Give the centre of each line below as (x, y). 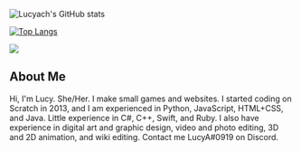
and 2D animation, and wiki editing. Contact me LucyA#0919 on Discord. (144, 137)
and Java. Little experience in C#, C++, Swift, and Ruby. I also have (134, 118)
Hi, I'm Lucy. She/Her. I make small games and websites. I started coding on (150, 99)
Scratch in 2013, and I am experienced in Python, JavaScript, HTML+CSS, (146, 108)
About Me (38, 77)
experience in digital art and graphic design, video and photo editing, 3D (144, 127)
